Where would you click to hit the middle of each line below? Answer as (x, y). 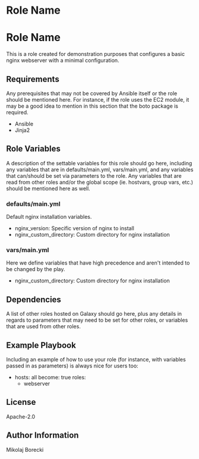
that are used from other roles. (44, 326)
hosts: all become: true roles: (50, 377)
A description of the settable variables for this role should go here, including (99, 163)
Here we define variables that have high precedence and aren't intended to (98, 263)
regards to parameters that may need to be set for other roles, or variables (97, 320)
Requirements (33, 79)
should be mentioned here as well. (48, 188)
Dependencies (34, 299)
